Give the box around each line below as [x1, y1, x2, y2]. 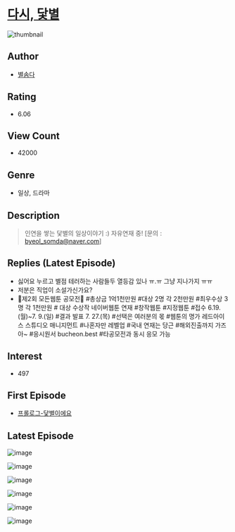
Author [7, 51, 39, 63]
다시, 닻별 [7, 6, 60, 23]
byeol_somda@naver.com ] [24, 237, 102, 245]
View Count [7, 129, 60, 141]
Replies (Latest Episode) [7, 258, 116, 270]
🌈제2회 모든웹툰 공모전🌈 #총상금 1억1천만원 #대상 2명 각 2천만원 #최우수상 [17, 294, 223, 303]
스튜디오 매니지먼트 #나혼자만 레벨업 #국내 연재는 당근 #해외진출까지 [25, 321, 214, 329]
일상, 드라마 [17, 189, 51, 197]
